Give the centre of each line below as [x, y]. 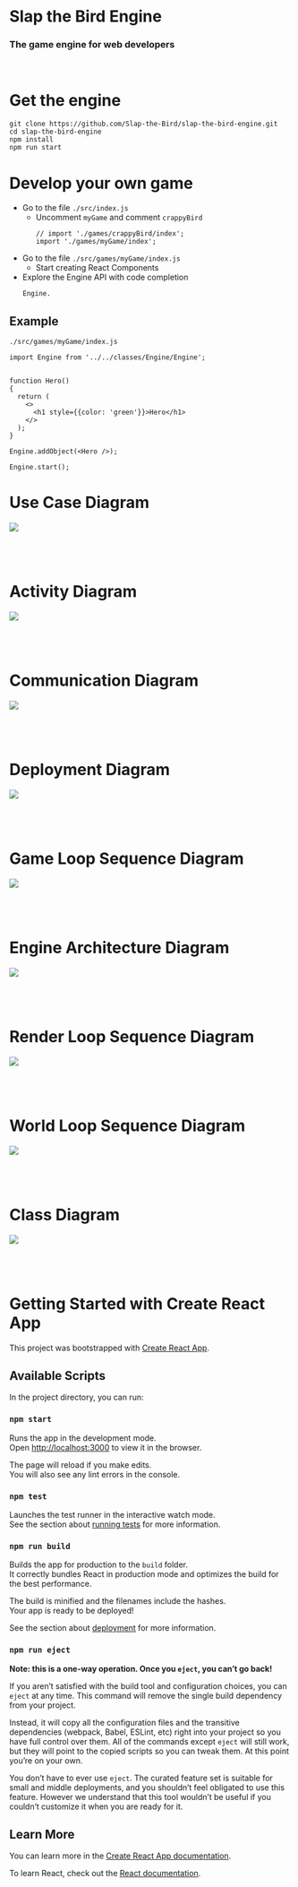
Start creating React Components [97, 268]
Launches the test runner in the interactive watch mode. [113, 1514]
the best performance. [51, 1584]
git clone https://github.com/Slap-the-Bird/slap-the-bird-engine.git [144, 124]
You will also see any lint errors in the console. [95, 1474]
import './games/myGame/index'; [96, 242]
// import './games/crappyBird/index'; [110, 234]
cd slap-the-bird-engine [55, 132]
